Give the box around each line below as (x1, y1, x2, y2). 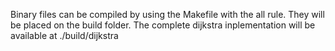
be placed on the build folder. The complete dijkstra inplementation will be (10, 19, 316, 31)
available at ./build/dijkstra (10, 30, 119, 41)
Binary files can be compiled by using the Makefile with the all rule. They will (10, 9, 325, 20)
